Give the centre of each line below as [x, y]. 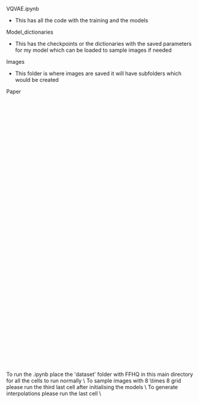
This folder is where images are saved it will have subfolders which [98, 73]
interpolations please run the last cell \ [54, 393]
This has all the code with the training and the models [81, 20]
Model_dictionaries [30, 32]
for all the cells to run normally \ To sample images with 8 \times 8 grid [94, 381]
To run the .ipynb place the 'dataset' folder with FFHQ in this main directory [100, 374]
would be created [37, 80]
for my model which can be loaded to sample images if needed [93, 50]
